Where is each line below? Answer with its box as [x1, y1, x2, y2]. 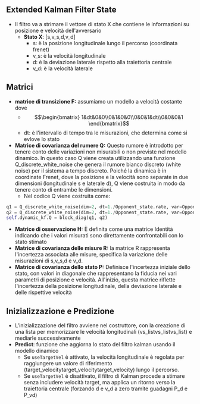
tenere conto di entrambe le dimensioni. [14, 186, 113, 193]
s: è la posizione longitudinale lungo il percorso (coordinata [32, 39, 178, 46]
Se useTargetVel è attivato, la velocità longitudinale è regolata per [23, 353, 185, 361]
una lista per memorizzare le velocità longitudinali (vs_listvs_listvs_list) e [14, 328, 192, 336]
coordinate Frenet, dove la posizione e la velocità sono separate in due [14, 173, 189, 180]
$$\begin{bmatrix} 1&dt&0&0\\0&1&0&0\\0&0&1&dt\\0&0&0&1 [35, 113, 183, 121]
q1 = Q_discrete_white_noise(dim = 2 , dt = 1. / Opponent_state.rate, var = [6, 203, 183, 210]
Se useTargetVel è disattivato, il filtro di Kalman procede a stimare [23, 372, 185, 380]
